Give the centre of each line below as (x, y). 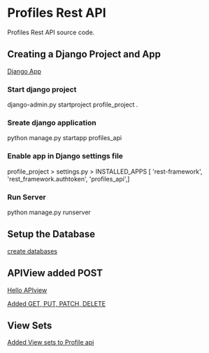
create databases (33, 251)
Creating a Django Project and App (84, 54)
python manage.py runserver (49, 212)
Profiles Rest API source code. (51, 32)
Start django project (42, 89)
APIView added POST (55, 274)
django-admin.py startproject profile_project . (73, 105)
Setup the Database (51, 234)
